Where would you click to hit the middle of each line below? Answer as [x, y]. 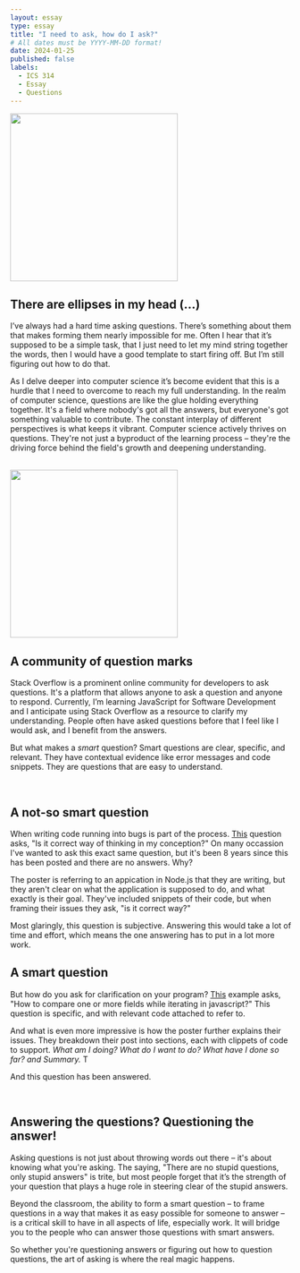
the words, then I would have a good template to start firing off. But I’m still [147, 355]
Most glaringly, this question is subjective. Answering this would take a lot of [151, 925]
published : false [42, 59]
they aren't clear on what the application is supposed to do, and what [137, 889]
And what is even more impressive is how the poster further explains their [146, 1030]
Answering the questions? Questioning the [132, 1122]
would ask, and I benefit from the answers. [89, 730]
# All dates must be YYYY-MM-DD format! [87, 43]
